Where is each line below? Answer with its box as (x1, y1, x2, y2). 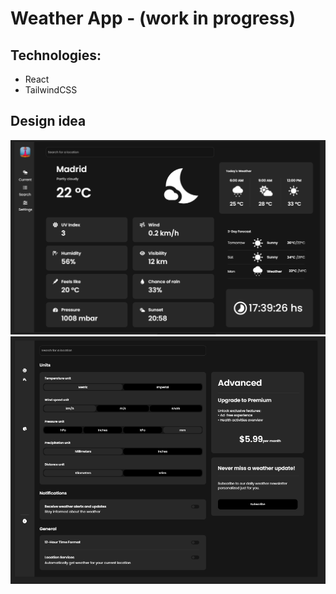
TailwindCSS (24, 84, 78, 96)
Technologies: (10, 47, 102, 64)
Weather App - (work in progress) (10, 7, 296, 30)
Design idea (10, 113, 87, 130)
